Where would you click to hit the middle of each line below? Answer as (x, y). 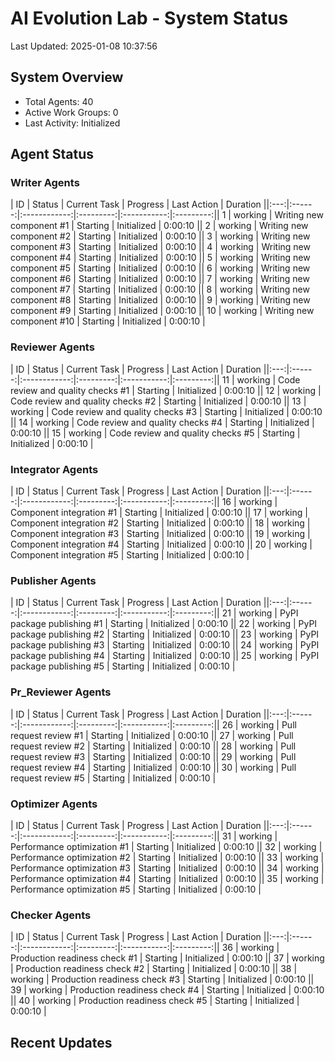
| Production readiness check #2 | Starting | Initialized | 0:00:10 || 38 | (154, 969)
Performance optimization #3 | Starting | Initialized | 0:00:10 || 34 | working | (167, 868)
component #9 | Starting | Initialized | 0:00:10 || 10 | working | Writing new (162, 311)
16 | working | (249, 502)
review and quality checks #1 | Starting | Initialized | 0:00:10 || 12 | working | (166, 390)
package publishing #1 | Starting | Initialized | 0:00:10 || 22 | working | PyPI (164, 624)
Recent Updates (61, 1042)
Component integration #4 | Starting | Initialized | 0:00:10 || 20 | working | (161, 544)
